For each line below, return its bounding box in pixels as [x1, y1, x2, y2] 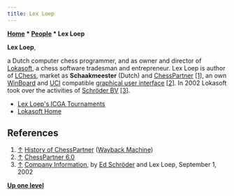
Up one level [7, 181, 44, 190]
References [7, 127, 59, 140]
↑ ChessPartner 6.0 [17, 153, 75, 161]
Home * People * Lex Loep [7, 29, 85, 38]
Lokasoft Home [17, 107, 61, 115]
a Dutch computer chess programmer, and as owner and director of [7, 56, 202, 65]
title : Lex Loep [7, 10, 54, 17]
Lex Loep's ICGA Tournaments [17, 99, 105, 108]
